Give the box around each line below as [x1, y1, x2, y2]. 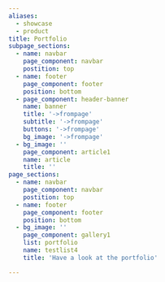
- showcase [15, 20, 53, 28]
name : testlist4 [23, 246, 79, 254]
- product [15, 27, 49, 35]
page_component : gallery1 [23, 231, 111, 240]
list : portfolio [23, 239, 79, 247]
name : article [23, 155, 71, 163]
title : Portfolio [8, 34, 67, 43]
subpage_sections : [8, 42, 71, 50]
